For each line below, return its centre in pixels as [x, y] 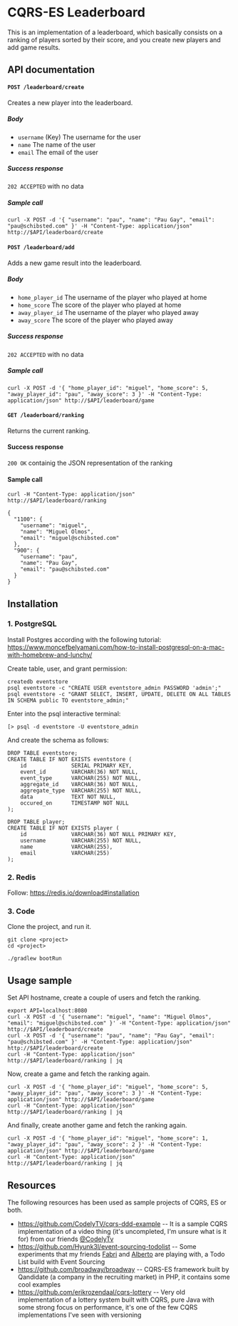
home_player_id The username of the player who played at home [112, 297]
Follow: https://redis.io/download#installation [73, 893]
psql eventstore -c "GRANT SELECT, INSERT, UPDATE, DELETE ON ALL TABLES [119, 694]
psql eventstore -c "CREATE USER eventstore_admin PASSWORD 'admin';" [114, 688]
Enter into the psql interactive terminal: [64, 713]
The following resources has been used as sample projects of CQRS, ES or [117, 1202]
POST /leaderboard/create [46, 87]
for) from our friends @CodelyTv [66, 1239]
